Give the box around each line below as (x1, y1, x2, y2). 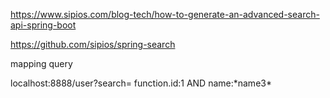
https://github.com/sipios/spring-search (10, 39, 176, 50)
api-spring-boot (10, 19, 77, 31)
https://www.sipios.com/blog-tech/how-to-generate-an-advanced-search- (10, 9, 320, 20)
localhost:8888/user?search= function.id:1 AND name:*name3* (10, 77, 272, 89)
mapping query (10, 58, 73, 69)
